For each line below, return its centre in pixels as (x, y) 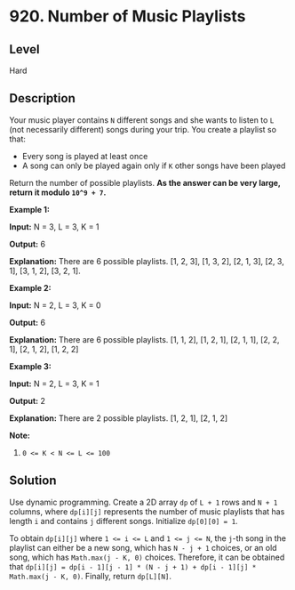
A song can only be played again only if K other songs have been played (154, 166)
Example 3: (30, 366)
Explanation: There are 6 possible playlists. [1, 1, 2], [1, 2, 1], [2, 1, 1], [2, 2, (144, 339)
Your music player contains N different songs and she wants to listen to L (142, 120)
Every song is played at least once (85, 156)
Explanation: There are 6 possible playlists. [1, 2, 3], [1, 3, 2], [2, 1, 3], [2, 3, (147, 261)
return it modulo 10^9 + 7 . (58, 192)
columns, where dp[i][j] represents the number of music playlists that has (147, 511)
